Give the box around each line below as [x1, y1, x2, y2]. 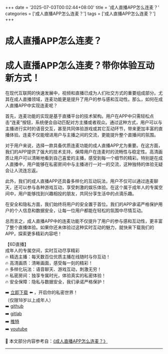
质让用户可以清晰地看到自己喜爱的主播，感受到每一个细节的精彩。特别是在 [5, 155, 158, 161]
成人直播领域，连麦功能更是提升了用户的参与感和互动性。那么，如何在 [13, 96, 158, 102]
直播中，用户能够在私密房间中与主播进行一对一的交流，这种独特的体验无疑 [9, 161, 163, 167]
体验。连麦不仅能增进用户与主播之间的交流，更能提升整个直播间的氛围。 [9, 132, 158, 138]
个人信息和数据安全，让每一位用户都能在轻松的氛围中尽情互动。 [13, 207, 145, 213]
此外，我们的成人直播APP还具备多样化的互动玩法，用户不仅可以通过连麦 [5, 178, 154, 184]
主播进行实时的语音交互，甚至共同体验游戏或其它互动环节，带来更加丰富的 [5, 125, 158, 131]
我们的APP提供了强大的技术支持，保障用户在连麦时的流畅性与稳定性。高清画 [5, 149, 163, 155]
